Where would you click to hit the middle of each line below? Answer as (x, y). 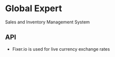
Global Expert (34, 9)
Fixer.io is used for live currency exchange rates (61, 49)
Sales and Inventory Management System (48, 22)
